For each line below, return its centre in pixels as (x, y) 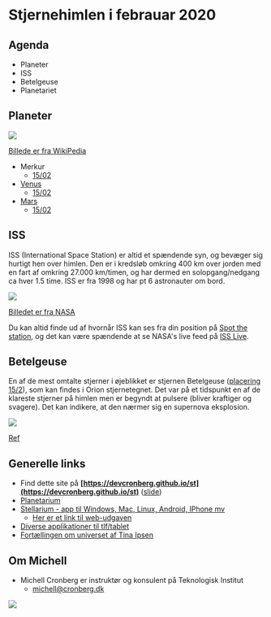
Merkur (32, 166)
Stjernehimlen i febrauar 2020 (112, 15)
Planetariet (38, 90)
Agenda (29, 45)
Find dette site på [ (52, 483)
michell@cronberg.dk (68, 589)
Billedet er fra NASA (42, 311)
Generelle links (47, 464)
